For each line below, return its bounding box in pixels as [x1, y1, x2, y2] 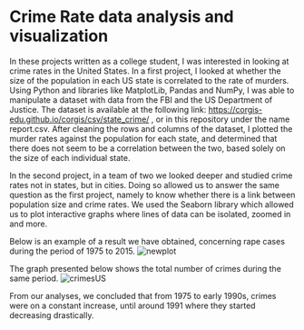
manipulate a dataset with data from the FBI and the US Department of [9, 94, 273, 105]
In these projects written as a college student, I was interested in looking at [9, 55, 289, 66]
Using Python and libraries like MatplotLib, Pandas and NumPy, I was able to [9, 85, 295, 95]
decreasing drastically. [9, 309, 94, 320]
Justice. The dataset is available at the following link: [9, 104, 207, 115]
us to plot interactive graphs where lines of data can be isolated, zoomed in [9, 208, 291, 219]
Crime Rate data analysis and [9, 6, 234, 27]
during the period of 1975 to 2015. [9, 245, 136, 256]
